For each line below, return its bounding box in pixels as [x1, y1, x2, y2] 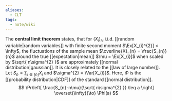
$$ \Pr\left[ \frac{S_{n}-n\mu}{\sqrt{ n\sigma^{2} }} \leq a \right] [18, 84, 154, 90]
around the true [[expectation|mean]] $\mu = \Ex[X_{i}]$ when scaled [16, 53, 164, 59]
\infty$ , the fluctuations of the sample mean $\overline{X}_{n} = [5, 48, 141, 54]
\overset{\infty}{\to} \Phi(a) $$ [54, 90, 119, 96]
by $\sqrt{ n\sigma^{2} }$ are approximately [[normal [5, 59, 118, 65]
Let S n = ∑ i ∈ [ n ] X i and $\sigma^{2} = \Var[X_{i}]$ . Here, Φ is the [5, 70, 142, 77]
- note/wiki [10, 22, 36, 27]
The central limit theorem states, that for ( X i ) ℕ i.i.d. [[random [5, 36, 135, 44]
